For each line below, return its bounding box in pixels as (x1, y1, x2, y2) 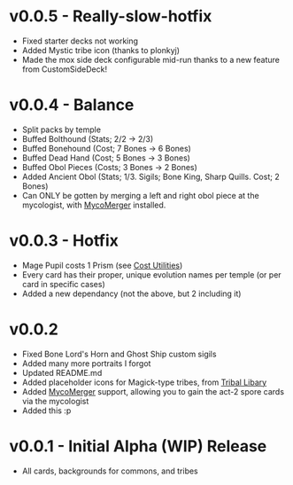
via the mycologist (21, 395, 89, 406)
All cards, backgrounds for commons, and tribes (21, 465, 199, 476)
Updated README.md (21, 367, 103, 378)
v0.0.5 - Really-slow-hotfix (9, 6, 212, 27)
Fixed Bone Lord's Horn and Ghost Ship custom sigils (21, 348, 217, 359)
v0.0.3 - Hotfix (9, 231, 120, 251)
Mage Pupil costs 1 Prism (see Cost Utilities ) (21, 260, 183, 270)
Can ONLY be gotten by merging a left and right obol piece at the (21, 190, 259, 200)
